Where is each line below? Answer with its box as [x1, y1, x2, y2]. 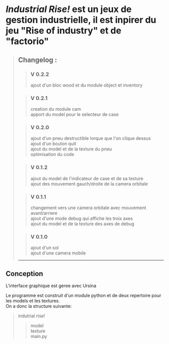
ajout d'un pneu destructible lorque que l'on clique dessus [30, 135, 151, 141]
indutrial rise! [18, 313, 46, 319]
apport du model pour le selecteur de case [30, 112, 119, 118]
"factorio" [6, 36, 49, 47]
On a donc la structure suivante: [6, 303, 72, 309]
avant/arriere [30, 210, 58, 216]
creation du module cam [30, 106, 81, 112]
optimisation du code [30, 151, 74, 157]
